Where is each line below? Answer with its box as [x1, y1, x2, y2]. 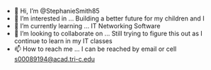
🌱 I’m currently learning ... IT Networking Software [13, 22, 161, 30]
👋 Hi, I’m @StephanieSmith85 [13, 7, 101, 15]
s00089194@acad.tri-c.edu [13, 55, 96, 63]
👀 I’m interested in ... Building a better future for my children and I [13, 14, 205, 23]
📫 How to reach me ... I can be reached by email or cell [13, 45, 177, 53]
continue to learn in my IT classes [13, 37, 113, 45]
